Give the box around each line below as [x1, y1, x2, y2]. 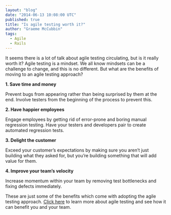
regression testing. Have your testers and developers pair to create [5, 121, 146, 128]
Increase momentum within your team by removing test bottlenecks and [5, 178, 157, 184]
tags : [5, 31, 17, 36]
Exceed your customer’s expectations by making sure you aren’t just [5, 147, 149, 153]
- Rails [10, 41, 27, 46]
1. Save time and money [5, 81, 57, 87]
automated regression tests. [5, 127, 64, 133]
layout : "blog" [5, 7, 38, 13]
